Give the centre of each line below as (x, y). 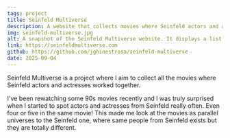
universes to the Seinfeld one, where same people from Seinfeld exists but (112, 120)
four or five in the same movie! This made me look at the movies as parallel (113, 113)
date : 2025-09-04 (32, 58)
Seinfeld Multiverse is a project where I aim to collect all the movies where (112, 78)
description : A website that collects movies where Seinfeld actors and (113, 26)
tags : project (27, 13)
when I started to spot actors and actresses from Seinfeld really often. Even (114, 105)
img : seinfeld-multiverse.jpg (50, 33)
